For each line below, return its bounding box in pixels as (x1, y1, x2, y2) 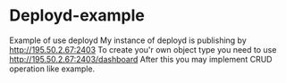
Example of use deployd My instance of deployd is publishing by (9, 35, 248, 46)
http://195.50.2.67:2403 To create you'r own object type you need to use (9, 44, 277, 54)
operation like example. (9, 63, 96, 74)
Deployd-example (9, 5, 145, 26)
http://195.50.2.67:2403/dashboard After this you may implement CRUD (9, 54, 273, 64)
